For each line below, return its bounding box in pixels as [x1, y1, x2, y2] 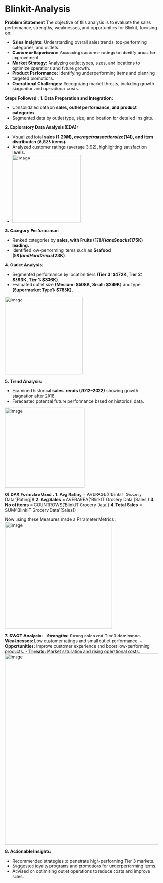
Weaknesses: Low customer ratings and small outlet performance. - [5, 638, 142, 644]
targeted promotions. [12, 75, 54, 81]
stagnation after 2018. [12, 393, 56, 399]
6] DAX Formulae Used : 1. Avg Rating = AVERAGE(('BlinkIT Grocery [5, 491, 142, 497]
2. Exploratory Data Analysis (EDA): [5, 124, 79, 130]
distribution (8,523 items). [12, 139, 67, 144]
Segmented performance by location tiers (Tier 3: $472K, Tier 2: [12, 271, 142, 277]
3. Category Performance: [5, 228, 59, 233]
